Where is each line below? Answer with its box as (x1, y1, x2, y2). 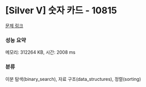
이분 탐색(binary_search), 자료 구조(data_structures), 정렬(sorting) (5, 76, 141, 82)
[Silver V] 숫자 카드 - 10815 (5, 5, 117, 16)
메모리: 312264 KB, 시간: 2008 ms (5, 49, 76, 55)
